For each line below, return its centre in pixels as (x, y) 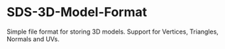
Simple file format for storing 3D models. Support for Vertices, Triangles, (113, 31)
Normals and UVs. (33, 38)
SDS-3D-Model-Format (77, 12)
